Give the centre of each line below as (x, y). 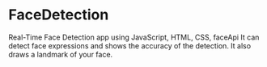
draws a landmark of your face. (61, 54)
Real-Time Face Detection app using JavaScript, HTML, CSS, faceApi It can (134, 37)
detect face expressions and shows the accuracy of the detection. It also (130, 45)
